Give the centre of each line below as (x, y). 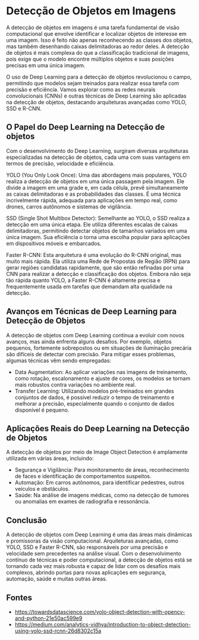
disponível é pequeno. (42, 410)
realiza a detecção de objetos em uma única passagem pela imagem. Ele (95, 181)
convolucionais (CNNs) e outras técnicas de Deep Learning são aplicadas (97, 96)
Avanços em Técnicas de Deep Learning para (91, 311)
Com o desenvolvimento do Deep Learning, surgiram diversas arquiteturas (97, 150)
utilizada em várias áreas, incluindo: (50, 459)
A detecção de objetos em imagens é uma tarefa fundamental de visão (93, 27)
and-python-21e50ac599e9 (48, 618)
